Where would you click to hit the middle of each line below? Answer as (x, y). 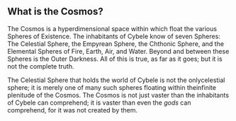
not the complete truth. (41, 66)
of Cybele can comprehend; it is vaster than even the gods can (99, 103)
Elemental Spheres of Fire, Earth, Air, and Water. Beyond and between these (118, 51)
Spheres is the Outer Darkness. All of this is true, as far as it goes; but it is (115, 59)
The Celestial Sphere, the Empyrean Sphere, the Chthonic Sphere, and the (116, 44)
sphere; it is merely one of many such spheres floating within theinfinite (112, 87)
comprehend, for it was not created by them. (73, 110)
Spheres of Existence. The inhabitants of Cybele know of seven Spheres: (114, 36)
